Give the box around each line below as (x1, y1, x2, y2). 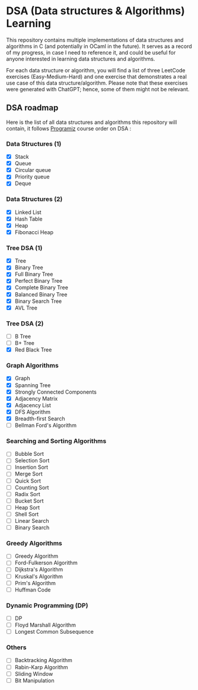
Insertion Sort (14, 464, 49, 471)
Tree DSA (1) (6, 244, 43, 252)
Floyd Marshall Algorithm (14, 621, 76, 629)
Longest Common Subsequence (14, 628, 94, 635)
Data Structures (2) (6, 195, 63, 203)
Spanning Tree (14, 381, 51, 389)
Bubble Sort (14, 451, 44, 458)
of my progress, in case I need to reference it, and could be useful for (6, 49, 176, 56)
